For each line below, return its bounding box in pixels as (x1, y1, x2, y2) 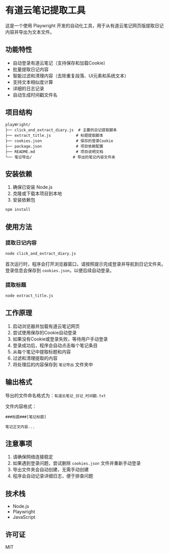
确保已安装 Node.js (12, 184, 53, 190)
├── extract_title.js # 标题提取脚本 (5, 133, 103, 138)
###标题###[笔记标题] (5, 414, 47, 419)
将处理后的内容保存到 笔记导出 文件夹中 (12, 361, 93, 368)
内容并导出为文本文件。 (5, 29, 54, 35)
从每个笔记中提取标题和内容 (12, 348, 71, 355)
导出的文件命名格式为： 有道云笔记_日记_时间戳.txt (5, 392, 106, 398)
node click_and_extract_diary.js (5, 251, 76, 256)
